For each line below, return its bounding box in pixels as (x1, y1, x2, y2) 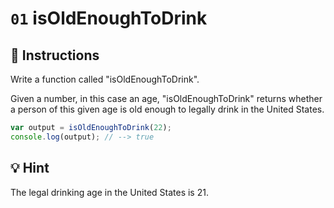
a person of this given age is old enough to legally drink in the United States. (10, 103, 325, 115)
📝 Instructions (10, 47, 100, 64)
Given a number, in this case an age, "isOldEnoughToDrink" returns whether (10, 93, 323, 104)
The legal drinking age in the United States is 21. (10, 186, 209, 198)
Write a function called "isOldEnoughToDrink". (10, 73, 200, 85)
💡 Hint (10, 160, 50, 177)
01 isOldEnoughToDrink (10, 7, 208, 30)
